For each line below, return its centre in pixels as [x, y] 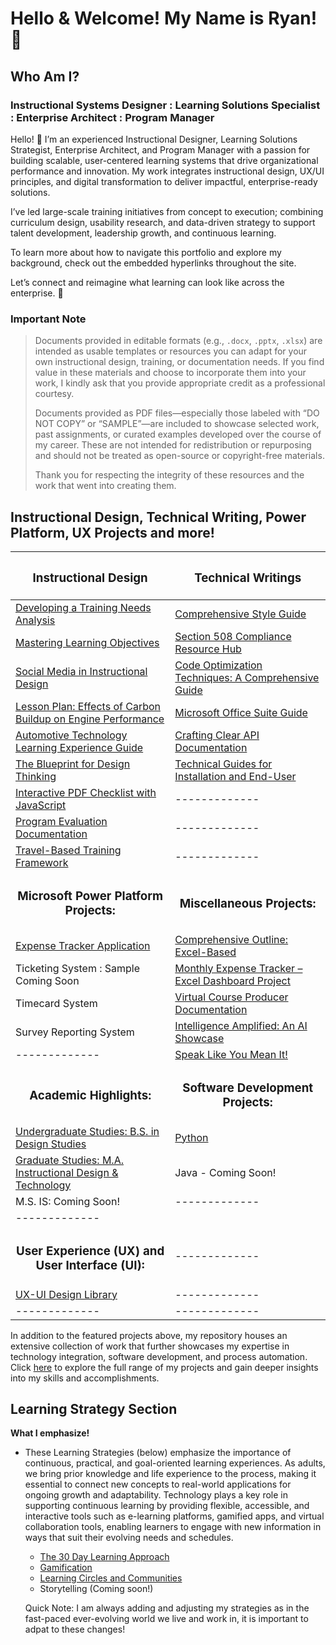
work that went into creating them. [105, 486]
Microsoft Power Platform [90, 896]
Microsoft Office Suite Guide [241, 712]
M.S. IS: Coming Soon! [68, 1201]
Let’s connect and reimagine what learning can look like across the [147, 282]
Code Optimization [218, 665]
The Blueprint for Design [73, 764]
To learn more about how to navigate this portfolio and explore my [146, 252]
